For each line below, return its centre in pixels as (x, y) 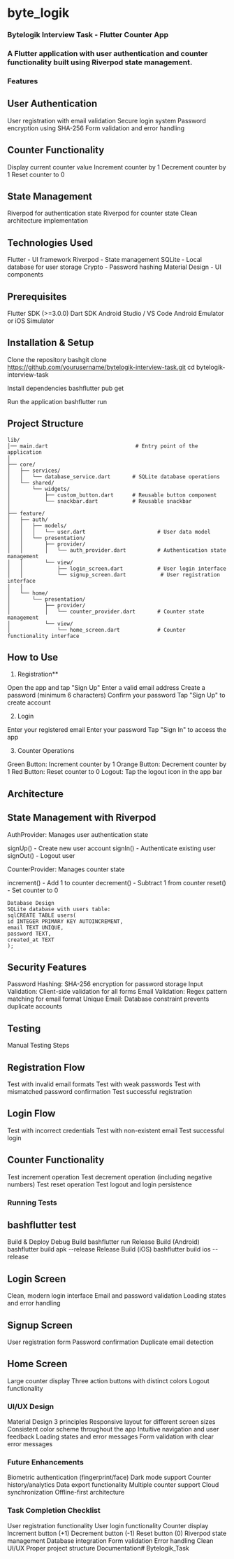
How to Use (33, 657)
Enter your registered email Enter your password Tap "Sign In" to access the (117, 730)
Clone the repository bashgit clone (57, 359)
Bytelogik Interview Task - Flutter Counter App (88, 35)
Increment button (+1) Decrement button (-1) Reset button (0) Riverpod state (117, 1533)
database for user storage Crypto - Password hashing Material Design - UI (114, 267)
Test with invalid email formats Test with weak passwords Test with (104, 1084)
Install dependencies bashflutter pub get (66, 388)
